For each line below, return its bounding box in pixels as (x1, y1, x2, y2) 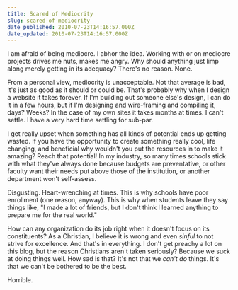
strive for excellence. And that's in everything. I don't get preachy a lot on (7, 240, 222, 248)
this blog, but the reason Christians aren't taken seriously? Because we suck (7, 247, 231, 255)
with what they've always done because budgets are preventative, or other (7, 160, 226, 168)
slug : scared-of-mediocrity (7, 17, 91, 24)
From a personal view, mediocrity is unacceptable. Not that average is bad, (7, 79, 226, 87)
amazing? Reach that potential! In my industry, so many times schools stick (7, 152, 227, 161)
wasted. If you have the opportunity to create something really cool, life (7, 137, 216, 146)
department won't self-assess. (7, 175, 97, 183)
